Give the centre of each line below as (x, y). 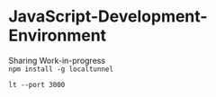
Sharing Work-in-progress (57, 60)
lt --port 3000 (37, 84)
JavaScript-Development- (108, 17)
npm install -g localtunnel (61, 69)
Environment (58, 35)
